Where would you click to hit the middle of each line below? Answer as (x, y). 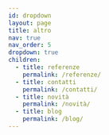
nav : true (25, 38)
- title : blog (39, 112)
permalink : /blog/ (53, 119)
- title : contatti (46, 82)
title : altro (30, 30)
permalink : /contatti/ (60, 89)
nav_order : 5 (30, 45)
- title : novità (42, 97)
